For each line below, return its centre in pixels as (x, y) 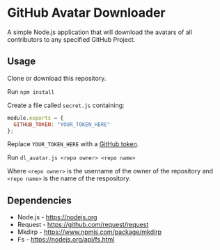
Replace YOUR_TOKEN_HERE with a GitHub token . (73, 144)
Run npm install (31, 91)
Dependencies (39, 200)
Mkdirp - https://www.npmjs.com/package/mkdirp (89, 232)
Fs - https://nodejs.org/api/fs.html (66, 240)
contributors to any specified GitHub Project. (71, 39)
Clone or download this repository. (57, 78)
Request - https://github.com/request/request (83, 225)
